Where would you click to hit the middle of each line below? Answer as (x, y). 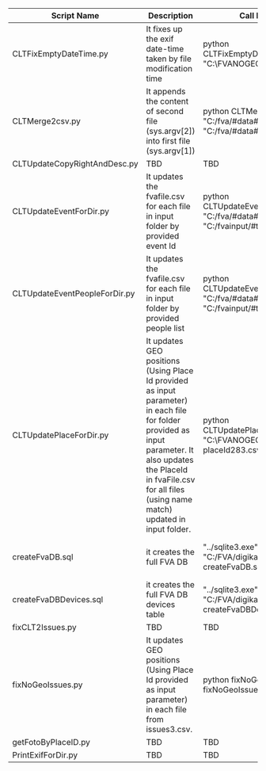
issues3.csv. (169, 729)
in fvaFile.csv (171, 480)
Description (171, 15)
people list (165, 328)
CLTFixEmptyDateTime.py (60, 53)
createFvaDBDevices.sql (58, 599)
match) (159, 509)
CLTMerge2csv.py (46, 121)
